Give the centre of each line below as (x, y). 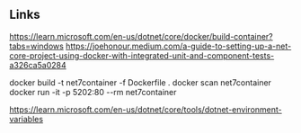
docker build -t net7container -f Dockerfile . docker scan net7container (141, 82)
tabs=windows (37, 46)
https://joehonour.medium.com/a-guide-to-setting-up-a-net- (179, 46)
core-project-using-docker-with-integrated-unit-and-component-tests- (142, 55)
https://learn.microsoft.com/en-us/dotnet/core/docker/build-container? (141, 36)
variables (26, 119)
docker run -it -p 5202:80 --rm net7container (93, 92)
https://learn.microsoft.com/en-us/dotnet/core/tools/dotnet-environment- (146, 109)
